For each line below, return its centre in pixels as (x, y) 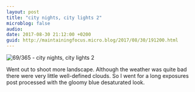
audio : (15, 29)
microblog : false (28, 23)
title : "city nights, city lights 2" (54, 18)
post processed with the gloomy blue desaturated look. (76, 82)
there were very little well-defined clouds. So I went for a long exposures (97, 76)
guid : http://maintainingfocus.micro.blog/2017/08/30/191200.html (92, 40)
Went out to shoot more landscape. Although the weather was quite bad (97, 69)
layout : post (23, 12)
